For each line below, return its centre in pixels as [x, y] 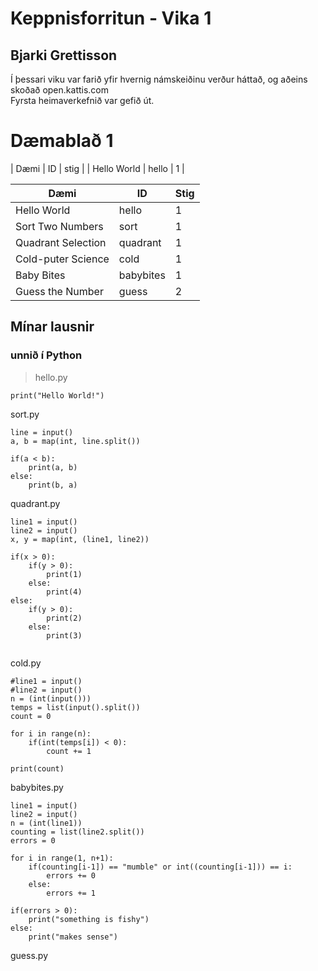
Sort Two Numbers [59, 226]
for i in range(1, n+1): [62, 858]
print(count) [37, 768]
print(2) [64, 618]
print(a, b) [53, 467]
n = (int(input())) [51, 698]
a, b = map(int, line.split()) [75, 441]
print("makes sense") [73, 937]
